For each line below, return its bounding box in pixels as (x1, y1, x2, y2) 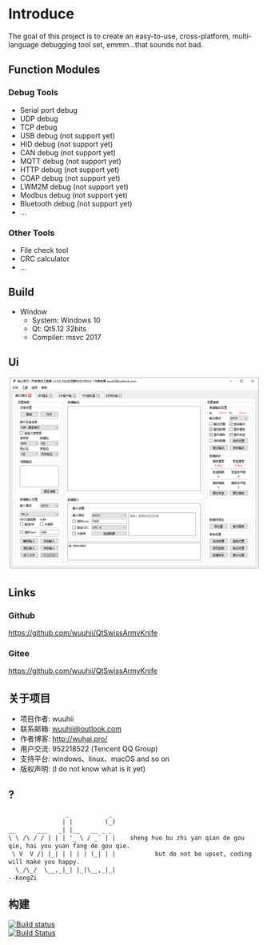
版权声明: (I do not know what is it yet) (19, 764, 146, 774)
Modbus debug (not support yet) (19, 190, 128, 200)
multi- (232, 31, 252, 41)
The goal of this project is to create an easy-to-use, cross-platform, (8, 31, 231, 41)
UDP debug (19, 114, 58, 123)
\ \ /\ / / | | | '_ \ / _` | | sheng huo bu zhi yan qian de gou (8, 834, 245, 843)
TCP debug (19, 122, 58, 132)
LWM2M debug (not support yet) (19, 182, 130, 191)
